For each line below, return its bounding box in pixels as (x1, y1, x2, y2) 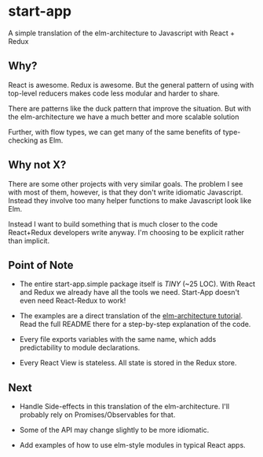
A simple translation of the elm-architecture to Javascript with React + (8, 28, 236, 38)
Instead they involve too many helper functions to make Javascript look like (8, 195, 252, 205)
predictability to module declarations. (19, 343, 141, 353)
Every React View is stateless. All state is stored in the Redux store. (19, 358, 237, 368)
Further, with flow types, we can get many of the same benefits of (8, 127, 221, 136)
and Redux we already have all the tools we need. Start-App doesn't (19, 288, 240, 297)
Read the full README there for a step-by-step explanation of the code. (19, 320, 251, 329)
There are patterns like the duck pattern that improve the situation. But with (8, 103, 251, 113)
